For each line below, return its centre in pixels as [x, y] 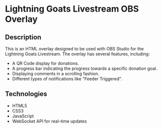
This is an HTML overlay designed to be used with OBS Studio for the [74, 49]
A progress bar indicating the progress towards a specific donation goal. [85, 68]
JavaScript [23, 116]
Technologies [26, 94]
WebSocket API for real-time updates [49, 121]
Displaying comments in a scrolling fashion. [56, 73]
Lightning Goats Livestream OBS [72, 9]
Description [23, 37]
